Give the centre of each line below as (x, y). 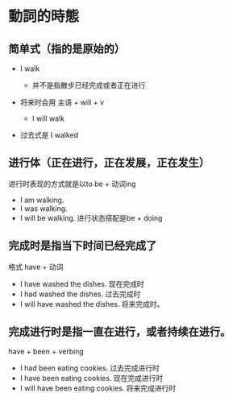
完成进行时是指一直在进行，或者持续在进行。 (120, 332)
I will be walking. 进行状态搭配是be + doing (91, 217)
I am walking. (42, 200)
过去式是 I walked (49, 135)
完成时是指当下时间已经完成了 (83, 246)
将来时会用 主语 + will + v (62, 102)
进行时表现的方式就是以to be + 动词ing (72, 184)
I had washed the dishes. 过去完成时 (80, 294)
